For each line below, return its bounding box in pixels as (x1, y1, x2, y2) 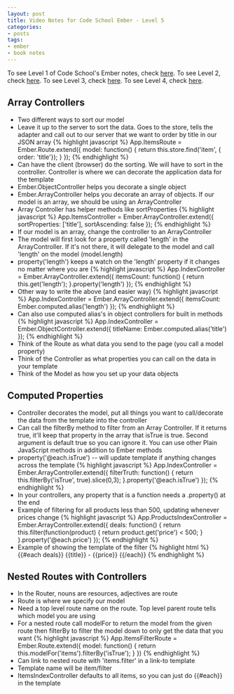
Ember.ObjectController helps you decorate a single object (17, 182, 187, 191)
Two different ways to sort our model (17, 115, 125, 124)
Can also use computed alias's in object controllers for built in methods (17, 309, 223, 318)
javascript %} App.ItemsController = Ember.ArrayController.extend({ (17, 212, 214, 221)
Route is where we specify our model (17, 597, 125, 605)
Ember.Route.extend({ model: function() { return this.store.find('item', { (17, 145, 222, 153)
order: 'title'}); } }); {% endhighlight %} (17, 153, 129, 161)
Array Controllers (7, 96, 85, 109)
